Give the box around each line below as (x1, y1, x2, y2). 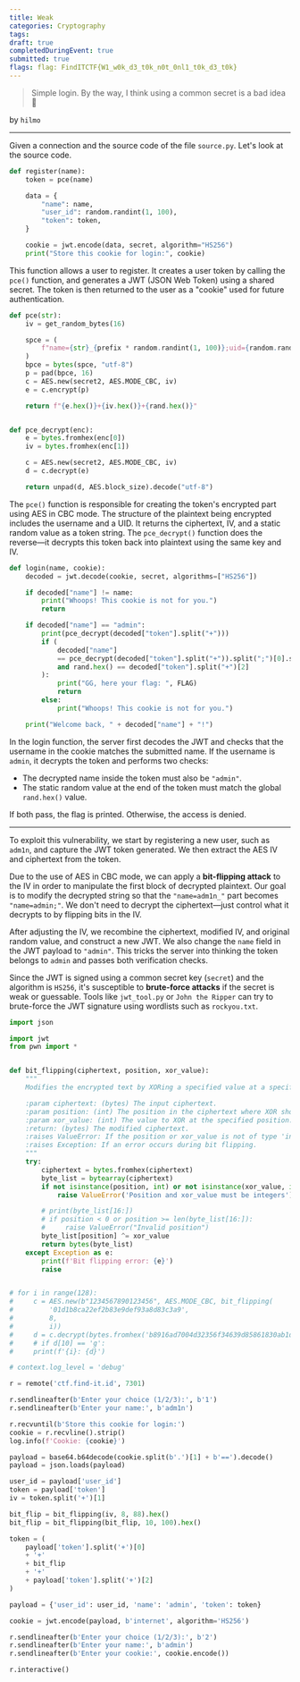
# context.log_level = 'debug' (9, 1363, 126, 1373)
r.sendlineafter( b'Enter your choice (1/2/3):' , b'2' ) (9, 1633, 218, 1642)
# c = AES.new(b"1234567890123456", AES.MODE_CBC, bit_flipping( (9, 1297, 274, 1306)
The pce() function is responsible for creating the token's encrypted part (9, 498, 277, 510)
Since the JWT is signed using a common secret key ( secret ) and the (9, 972, 264, 983)
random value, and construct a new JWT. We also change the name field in (9, 935, 281, 946)
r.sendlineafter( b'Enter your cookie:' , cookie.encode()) (9, 1649, 229, 1659)
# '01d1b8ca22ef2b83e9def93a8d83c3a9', (9, 1306, 190, 1314)
